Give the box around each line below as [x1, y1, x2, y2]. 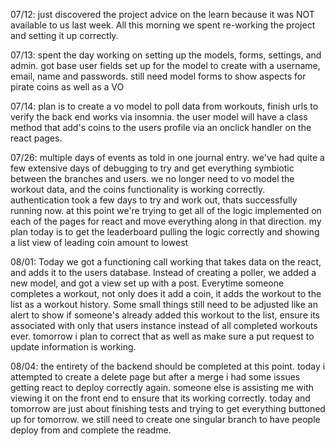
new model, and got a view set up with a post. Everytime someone [10, 277, 285, 289]
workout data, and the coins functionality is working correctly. [10, 184, 266, 195]
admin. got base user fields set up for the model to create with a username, [10, 60, 321, 71]
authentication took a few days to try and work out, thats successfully [10, 194, 298, 206]
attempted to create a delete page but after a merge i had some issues [10, 371, 301, 383]
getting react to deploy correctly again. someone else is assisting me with [10, 382, 315, 393]
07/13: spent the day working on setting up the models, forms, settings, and [10, 49, 322, 61]
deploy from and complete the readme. [10, 424, 172, 436]
